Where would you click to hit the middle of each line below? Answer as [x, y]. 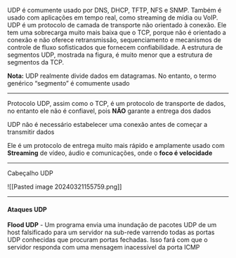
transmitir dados [31, 132]
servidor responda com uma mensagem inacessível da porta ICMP [104, 247]
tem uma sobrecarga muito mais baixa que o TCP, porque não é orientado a [117, 32]
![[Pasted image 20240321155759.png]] [65, 186]
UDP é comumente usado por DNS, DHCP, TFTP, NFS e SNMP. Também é [114, 10]
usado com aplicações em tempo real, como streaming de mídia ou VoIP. [113, 18]
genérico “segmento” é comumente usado [68, 83]
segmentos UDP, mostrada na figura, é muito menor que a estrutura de [110, 55]
